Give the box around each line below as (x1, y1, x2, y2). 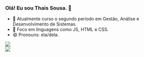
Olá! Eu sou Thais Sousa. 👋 (5, 4, 72, 11)
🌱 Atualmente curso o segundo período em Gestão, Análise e (12, 16, 139, 22)
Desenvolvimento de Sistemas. (12, 21, 77, 27)
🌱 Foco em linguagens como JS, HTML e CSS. (12, 26, 109, 32)
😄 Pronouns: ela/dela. (12, 32, 59, 38)
